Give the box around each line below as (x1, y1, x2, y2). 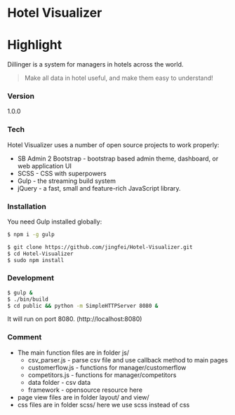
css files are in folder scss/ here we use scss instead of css (17, 400, 190, 409)
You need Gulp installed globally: (7, 217, 102, 226)
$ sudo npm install (7, 257, 65, 264)
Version (7, 91, 35, 101)
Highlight (7, 37, 62, 53)
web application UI (17, 161, 72, 170)
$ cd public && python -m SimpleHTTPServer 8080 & (7, 302, 159, 309)
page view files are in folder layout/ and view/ (17, 393, 149, 401)
